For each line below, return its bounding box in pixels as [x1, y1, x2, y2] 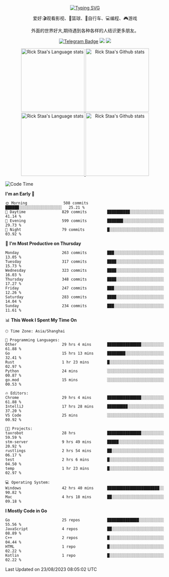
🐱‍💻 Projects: [5, 426, 33, 431]
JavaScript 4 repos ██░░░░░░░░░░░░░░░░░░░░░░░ [5, 526, 164, 531]
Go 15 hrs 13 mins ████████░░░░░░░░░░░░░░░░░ [5, 351, 164, 356]
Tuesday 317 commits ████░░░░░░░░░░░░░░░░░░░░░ [5, 259, 164, 264]
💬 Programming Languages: [5, 338, 60, 343]
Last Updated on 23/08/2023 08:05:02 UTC [5, 566, 97, 572]
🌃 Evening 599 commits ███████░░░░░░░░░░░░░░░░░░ [5, 218, 164, 223]
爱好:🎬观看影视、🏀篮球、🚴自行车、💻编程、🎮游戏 [32, 15, 138, 21]
